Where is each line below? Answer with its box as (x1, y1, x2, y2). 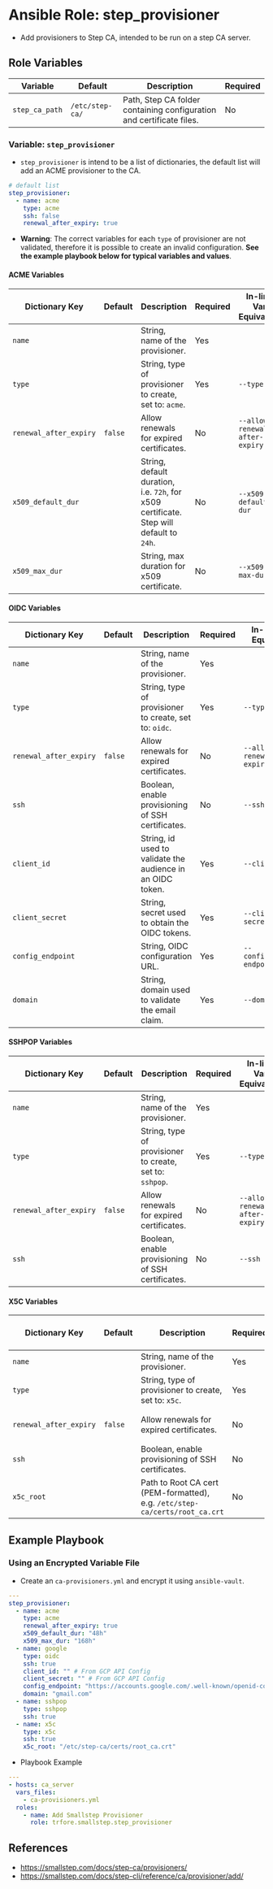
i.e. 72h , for (141, 486, 182, 497)
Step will (141, 516, 173, 528)
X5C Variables (8, 1296, 58, 1306)
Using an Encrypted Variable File (8, 1557, 141, 1569)
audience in (141, 863, 185, 875)
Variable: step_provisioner (8, 138, 115, 150)
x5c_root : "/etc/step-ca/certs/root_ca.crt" (23, 1743, 176, 1751)
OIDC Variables (8, 603, 61, 613)
